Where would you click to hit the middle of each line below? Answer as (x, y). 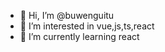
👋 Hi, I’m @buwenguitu (67, 15)
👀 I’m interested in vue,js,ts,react (87, 26)
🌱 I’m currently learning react (79, 36)
